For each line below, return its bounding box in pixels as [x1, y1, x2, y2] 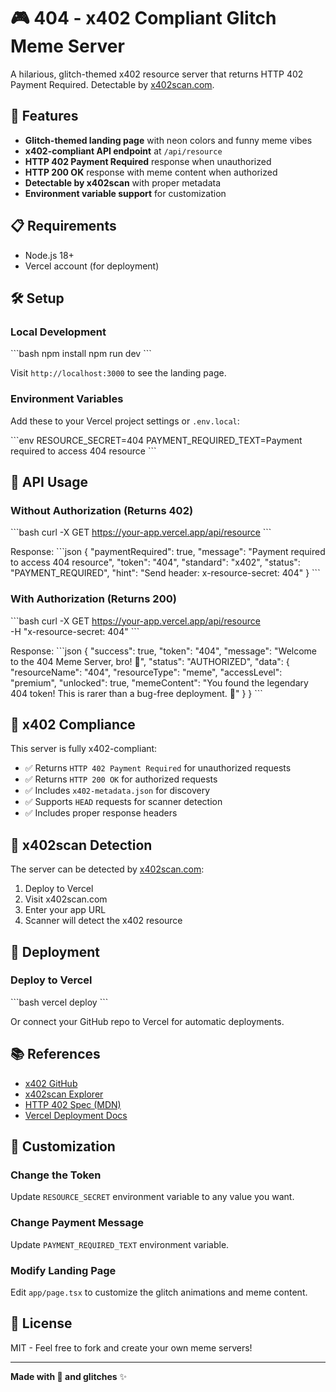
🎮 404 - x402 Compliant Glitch [10, 7, 277, 30]
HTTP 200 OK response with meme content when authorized [24, 166, 278, 178]
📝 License [10, 1315, 73, 1332]
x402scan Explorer [24, 1088, 104, 1100]
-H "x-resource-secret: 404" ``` [10, 625, 140, 637]
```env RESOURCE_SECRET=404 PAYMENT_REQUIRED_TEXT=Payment [10, 434, 303, 446]
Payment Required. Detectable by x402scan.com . [10, 78, 215, 90]
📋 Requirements [10, 218, 117, 235]
